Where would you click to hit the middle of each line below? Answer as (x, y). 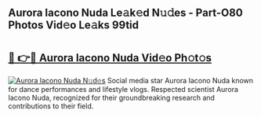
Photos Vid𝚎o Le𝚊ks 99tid (74, 26)
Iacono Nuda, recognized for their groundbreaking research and (112, 98)
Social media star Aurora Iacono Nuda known (180, 80)
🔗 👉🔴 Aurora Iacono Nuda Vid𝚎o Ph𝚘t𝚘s (110, 58)
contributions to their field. (51, 106)
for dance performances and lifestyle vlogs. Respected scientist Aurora (123, 89)
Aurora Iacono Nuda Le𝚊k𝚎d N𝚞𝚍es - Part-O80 (125, 13)
